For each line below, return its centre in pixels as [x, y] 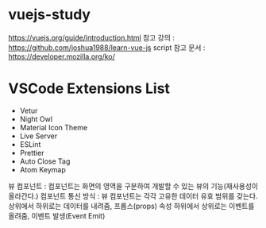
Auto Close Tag [45, 161]
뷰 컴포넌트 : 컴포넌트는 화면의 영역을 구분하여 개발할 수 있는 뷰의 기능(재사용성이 [133, 186]
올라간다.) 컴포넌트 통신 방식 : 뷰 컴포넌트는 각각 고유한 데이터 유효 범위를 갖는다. [133, 195]
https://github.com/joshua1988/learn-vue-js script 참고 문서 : [107, 47]
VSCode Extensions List [89, 89]
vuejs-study [50, 15]
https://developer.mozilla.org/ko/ [62, 56]
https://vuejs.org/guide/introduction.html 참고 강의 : [91, 37]
